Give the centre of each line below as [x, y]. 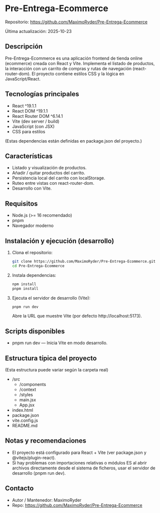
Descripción [24, 47]
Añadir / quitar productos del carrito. [48, 173]
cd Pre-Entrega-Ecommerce [38, 266]
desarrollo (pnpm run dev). [39, 473]
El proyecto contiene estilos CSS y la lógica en [78, 74]
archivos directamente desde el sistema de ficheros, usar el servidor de [84, 468]
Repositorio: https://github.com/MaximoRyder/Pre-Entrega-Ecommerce [76, 22]
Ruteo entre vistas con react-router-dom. [53, 183]
